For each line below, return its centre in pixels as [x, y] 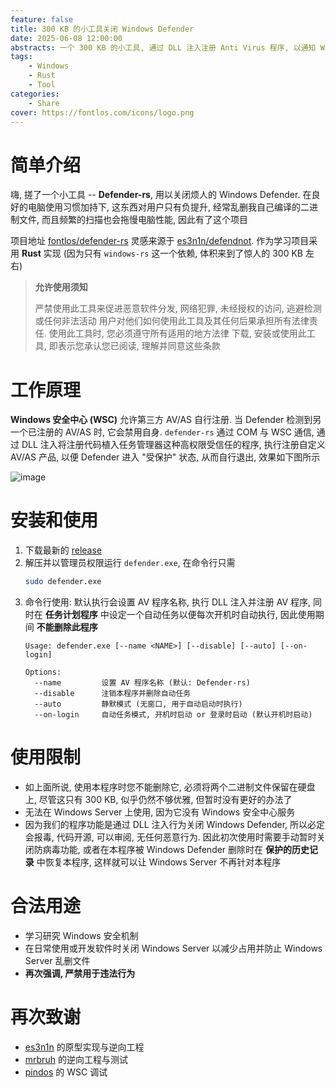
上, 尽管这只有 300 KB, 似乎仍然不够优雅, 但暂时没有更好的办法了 [158, 799]
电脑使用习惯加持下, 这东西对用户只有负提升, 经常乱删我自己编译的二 [168, 207]
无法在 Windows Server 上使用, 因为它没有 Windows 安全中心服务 [160, 812]
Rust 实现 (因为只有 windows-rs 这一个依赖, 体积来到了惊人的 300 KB [162, 253]
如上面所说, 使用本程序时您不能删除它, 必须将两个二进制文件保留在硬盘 [170, 787]
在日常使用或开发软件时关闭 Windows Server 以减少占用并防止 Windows [173, 948]
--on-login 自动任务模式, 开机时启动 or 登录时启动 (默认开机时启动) [173, 715]
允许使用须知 [61, 287]
